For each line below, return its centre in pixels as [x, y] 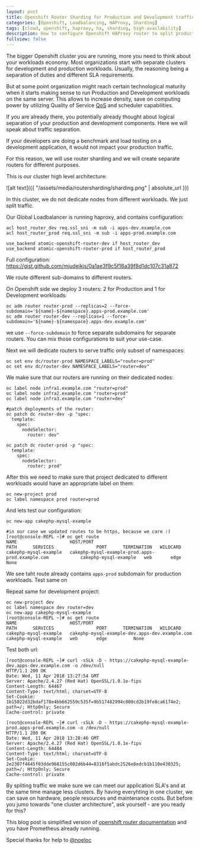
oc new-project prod [32, 494]
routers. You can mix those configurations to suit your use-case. [85, 339]
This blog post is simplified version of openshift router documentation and [97, 822]
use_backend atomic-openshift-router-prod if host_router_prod [86, 249]
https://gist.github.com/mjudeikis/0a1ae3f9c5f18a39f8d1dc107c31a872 [92, 266]
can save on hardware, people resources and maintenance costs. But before [99, 798]
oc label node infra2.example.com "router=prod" [67, 393]
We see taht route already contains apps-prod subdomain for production [94, 574]
